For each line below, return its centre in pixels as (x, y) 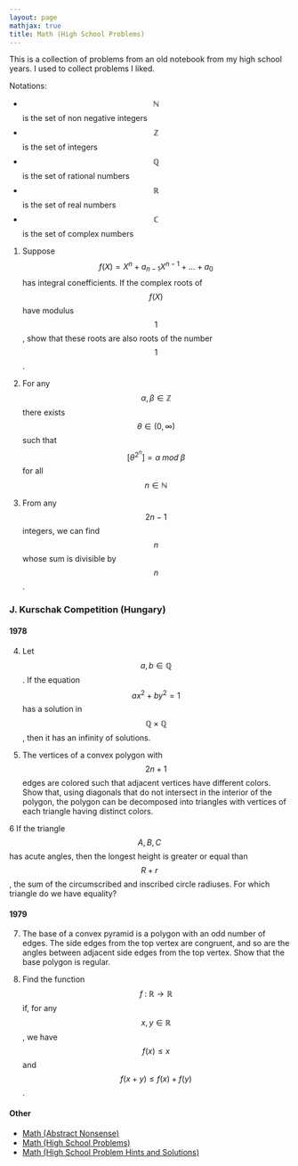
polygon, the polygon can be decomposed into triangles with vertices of (154, 802)
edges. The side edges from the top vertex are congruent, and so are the (156, 943)
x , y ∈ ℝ (156, 1023)
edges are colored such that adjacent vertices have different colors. (146, 783)
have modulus (48, 310)
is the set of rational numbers (76, 176)
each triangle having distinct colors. (88, 812)
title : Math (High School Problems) (77, 34)
